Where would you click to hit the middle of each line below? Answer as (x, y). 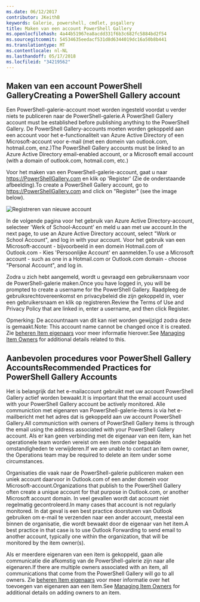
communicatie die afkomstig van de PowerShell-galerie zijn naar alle (90, 561)
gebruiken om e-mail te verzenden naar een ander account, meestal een (95, 518)
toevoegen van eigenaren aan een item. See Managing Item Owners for (93, 586)
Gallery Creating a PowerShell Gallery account (93, 95)
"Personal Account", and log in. (45, 265)
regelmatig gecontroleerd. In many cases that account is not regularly (91, 505)
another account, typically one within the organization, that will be (87, 537)
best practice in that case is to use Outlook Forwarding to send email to (94, 530)
